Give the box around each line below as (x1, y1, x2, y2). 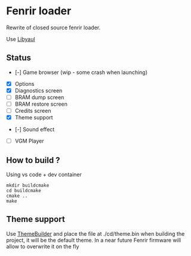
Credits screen (14, 107, 51, 114)
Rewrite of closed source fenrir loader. (6, 24, 101, 31)
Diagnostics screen (14, 87, 63, 94)
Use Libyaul (6, 35, 35, 42)
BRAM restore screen (14, 100, 67, 107)
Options (14, 80, 35, 87)
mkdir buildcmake (6, 183, 50, 189)
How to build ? (6, 155, 61, 165)
